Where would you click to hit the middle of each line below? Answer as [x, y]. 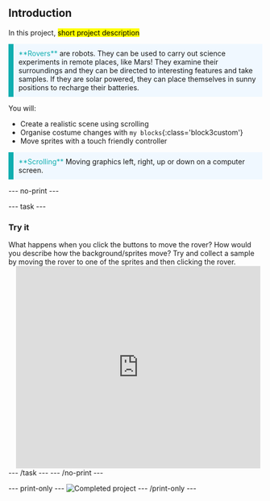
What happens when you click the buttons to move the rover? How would [130, 245]
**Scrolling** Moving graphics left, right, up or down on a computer [132, 161]
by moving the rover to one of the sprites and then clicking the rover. [122, 262]
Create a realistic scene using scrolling [84, 123]
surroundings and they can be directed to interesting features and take [136, 70]
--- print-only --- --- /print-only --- [102, 489]
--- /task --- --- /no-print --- [56, 473]
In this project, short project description [74, 32]
